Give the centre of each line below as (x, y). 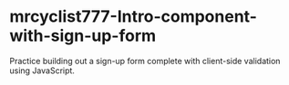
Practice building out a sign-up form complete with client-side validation (145, 61)
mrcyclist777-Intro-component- (134, 17)
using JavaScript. (42, 71)
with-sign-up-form (83, 36)
